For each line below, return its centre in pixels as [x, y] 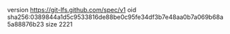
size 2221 [59, 24]
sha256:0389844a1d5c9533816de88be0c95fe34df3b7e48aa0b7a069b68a [115, 17]
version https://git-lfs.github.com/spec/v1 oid [72, 10]
